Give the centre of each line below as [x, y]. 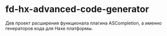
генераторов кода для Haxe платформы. [49, 28]
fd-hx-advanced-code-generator [77, 9]
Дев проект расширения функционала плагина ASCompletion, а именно [83, 23]
